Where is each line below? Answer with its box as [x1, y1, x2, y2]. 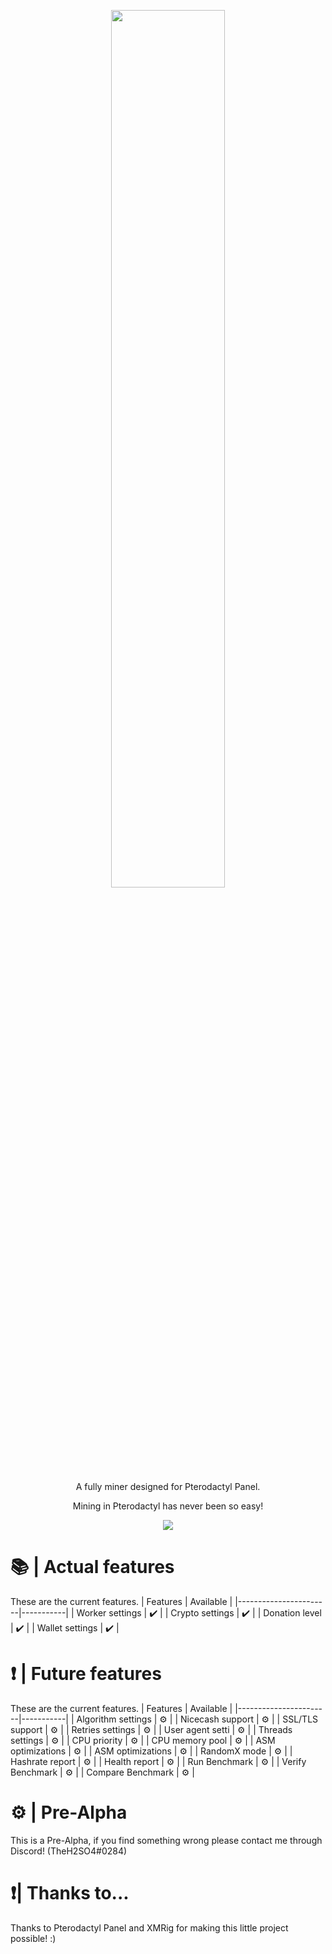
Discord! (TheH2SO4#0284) [10, 1845, 128, 1857]
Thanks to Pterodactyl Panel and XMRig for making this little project [10, 1921, 289, 1934]
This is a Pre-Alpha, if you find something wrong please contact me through [10, 1834, 323, 1846]
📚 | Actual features [10, 1556, 175, 1579]
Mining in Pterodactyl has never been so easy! [72, 1500, 264, 1512]
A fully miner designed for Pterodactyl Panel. [75, 1481, 261, 1492]
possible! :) [10, 1932, 57, 1944]
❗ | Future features [10, 1663, 162, 1685]
